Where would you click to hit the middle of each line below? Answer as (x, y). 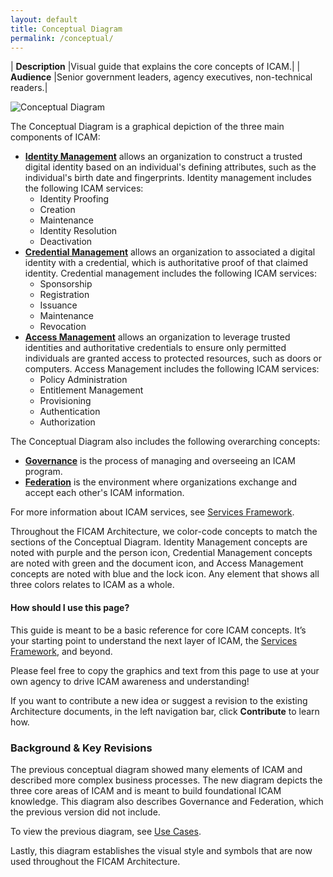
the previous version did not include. (85, 812)
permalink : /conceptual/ (62, 38)
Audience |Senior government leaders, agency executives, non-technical (161, 77)
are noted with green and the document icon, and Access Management (157, 563)
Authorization (67, 422)
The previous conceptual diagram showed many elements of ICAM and (156, 769)
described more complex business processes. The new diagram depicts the (166, 780)
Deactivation (66, 242)
